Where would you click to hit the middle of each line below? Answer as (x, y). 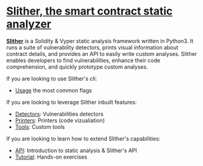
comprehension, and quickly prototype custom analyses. (77, 67)
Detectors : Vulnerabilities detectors (59, 114)
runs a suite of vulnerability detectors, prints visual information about (92, 47)
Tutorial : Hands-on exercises (51, 157)
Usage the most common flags (53, 90)
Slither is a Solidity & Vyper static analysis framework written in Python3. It (100, 41)
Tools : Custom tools (40, 126)
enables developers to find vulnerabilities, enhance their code (83, 60)
